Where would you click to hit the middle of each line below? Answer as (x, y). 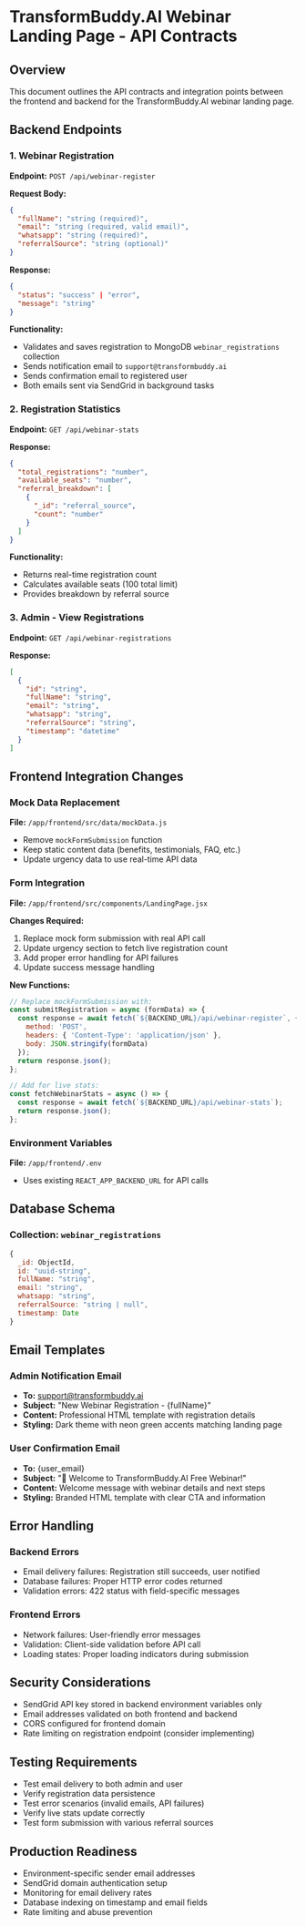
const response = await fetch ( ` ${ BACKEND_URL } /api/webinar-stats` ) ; (150, 1103)
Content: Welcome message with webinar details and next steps (144, 1488)
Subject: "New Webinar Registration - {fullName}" (117, 1406)
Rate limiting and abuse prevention (87, 1912)
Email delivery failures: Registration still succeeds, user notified (141, 1572)
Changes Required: (47, 920)
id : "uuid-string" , (55, 1271)
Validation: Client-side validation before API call (112, 1644)
